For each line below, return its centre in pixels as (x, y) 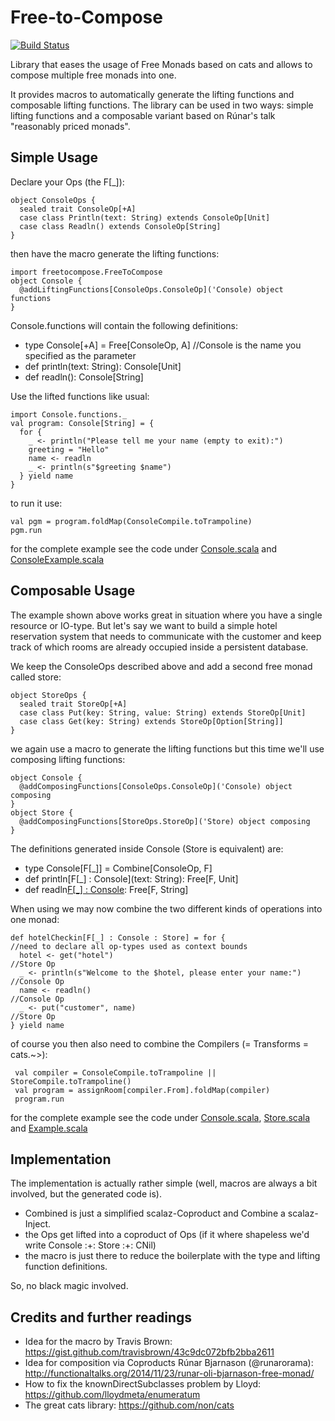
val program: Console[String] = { (82, 423)
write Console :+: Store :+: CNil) (90, 1245)
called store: (36, 677)
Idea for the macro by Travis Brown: (98, 1342)
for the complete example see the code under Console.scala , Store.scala (160, 1117)
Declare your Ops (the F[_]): (67, 182)
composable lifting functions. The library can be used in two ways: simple (162, 105)
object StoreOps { (48, 695)
